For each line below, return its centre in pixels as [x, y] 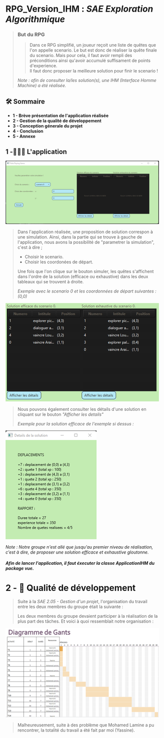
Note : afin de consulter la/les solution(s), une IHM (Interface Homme [87, 80]
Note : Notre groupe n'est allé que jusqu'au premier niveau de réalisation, [79, 547]
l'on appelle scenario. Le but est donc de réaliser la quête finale [93, 50]
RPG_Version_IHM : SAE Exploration [79, 9]
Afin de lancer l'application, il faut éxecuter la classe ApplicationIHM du [80, 563]
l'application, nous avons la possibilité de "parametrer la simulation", [86, 242]
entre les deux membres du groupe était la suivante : [70, 607]
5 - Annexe [24, 136]
